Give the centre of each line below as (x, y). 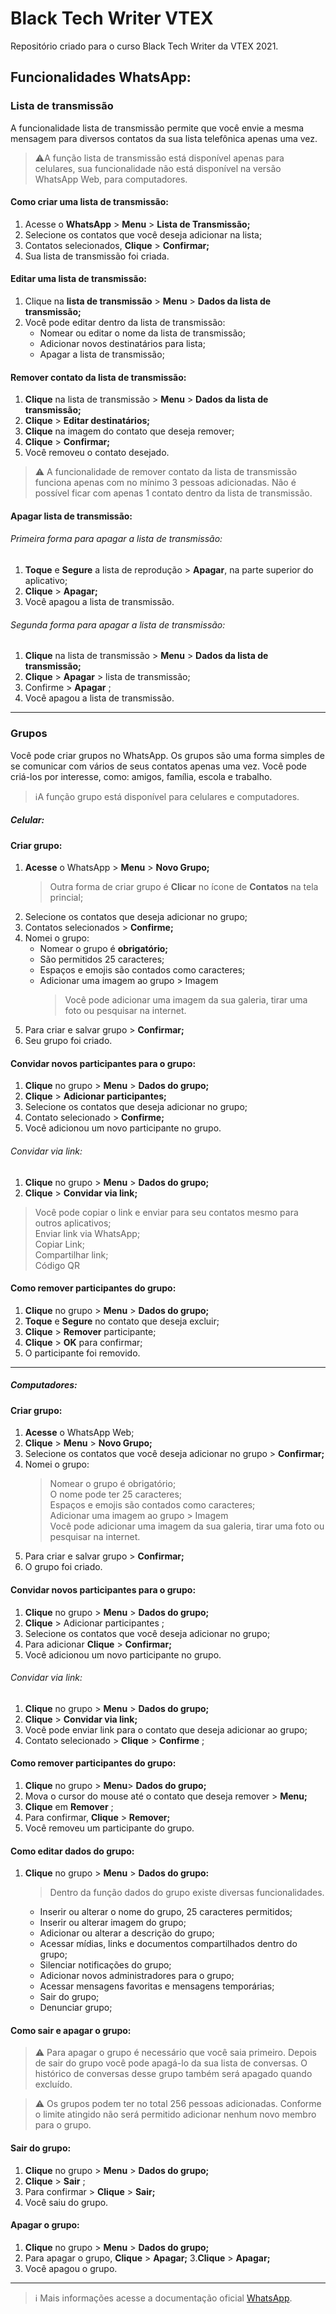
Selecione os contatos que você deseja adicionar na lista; (143, 234)
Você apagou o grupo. (71, 2268)
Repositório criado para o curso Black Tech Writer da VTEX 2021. (144, 46)
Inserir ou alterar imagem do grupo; (113, 1923)
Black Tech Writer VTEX (112, 18)
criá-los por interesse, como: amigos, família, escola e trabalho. (141, 776)
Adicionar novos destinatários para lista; (122, 344)
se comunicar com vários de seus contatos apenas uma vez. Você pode (159, 766)
